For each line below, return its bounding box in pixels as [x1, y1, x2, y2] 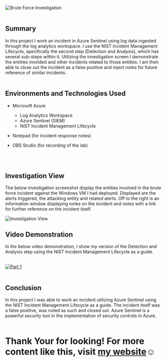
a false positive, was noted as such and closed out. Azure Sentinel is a [5, 308, 150, 314]
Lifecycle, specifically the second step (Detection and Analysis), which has [5, 48, 159, 54]
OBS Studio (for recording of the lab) [12, 142, 88, 148]
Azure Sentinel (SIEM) [19, 117, 65, 123]
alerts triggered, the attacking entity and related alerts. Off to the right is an [5, 195, 160, 202]
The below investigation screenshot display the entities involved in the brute [5, 185, 162, 191]
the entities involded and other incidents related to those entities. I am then [5, 59, 159, 65]
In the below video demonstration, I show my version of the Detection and [5, 244, 157, 250]
